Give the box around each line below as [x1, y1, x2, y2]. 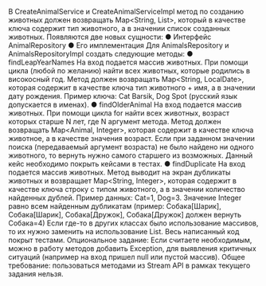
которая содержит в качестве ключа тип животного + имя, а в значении [8, 83, 256, 92]
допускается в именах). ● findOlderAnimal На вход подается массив [8, 100, 242, 109]
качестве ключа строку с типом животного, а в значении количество [8, 185, 245, 194]
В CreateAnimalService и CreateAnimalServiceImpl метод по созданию [8, 7, 244, 16]
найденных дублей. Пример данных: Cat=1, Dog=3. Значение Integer [8, 193, 242, 202]
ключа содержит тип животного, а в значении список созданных [8, 24, 231, 33]
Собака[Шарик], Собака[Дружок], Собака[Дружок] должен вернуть [8, 210, 241, 219]
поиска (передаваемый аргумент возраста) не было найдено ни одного [8, 143, 254, 151]
